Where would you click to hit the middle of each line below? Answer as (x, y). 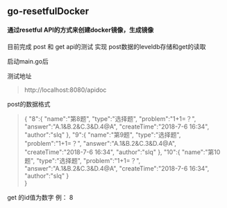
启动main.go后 (28, 61)
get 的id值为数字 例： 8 (40, 197)
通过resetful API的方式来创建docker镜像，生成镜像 (81, 30)
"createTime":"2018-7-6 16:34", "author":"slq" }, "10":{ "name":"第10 (122, 152)
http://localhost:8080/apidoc (65, 90)
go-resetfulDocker (48, 11)
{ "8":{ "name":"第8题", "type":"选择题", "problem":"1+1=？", (110, 119)
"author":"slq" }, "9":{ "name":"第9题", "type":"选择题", (102, 135)
